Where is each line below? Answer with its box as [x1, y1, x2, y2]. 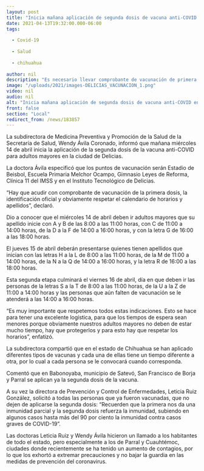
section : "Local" [6, 111, 50, 117]
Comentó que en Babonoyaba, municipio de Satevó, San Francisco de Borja [6, 369, 196, 377]
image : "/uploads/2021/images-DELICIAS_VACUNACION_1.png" [6, 83, 156, 89]
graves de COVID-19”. [6, 420, 61, 428]
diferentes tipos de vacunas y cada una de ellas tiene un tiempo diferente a [6, 351, 195, 359]
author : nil [6, 71, 36, 77]
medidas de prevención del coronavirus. [6, 458, 107, 466]
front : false [6, 105, 39, 111]
